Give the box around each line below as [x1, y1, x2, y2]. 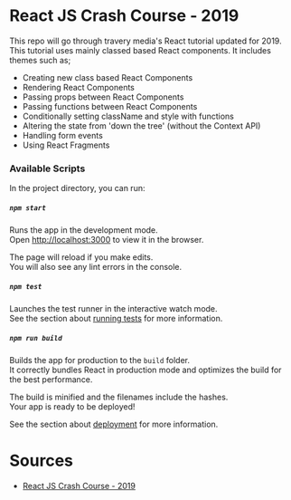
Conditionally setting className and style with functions [22, 111, 235, 121]
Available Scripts [9, 162, 86, 175]
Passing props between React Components [22, 91, 184, 102]
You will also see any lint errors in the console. [9, 262, 183, 273]
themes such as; [9, 54, 71, 65]
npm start [9, 203, 47, 213]
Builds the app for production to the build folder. [9, 355, 191, 366]
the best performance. [9, 374, 93, 385]
